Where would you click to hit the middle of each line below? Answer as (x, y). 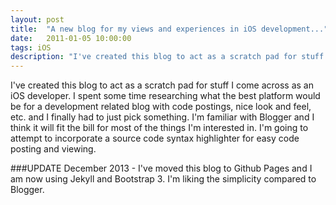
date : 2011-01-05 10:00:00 (71, 38)
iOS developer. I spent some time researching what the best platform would (165, 96)
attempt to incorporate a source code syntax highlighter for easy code (155, 138)
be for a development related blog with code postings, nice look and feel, (161, 107)
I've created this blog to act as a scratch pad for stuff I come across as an (162, 85)
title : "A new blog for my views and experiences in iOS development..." (169, 29)
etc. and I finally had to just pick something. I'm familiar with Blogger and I (162, 117)
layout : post (37, 19)
